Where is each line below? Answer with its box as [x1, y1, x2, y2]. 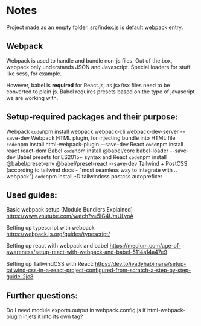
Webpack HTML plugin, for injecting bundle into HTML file [31, 134, 176, 142]
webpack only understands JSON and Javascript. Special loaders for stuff [6, 63, 191, 71]
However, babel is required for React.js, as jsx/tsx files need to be [6, 81, 170, 89]
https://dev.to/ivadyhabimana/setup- [94, 260, 187, 268]
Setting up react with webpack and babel [6, 242, 109, 249]
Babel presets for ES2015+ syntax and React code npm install [17, 153, 167, 160]
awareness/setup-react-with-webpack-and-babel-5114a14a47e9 [6, 248, 168, 256]
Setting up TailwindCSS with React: [6, 260, 94, 268]
